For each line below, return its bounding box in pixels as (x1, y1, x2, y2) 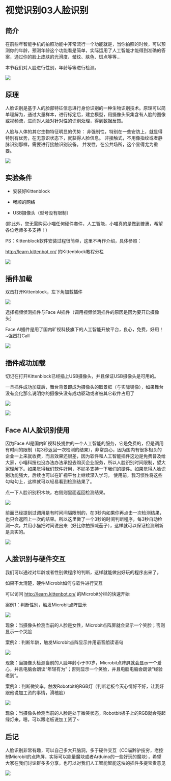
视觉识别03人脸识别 (5, 5, 89, 16)
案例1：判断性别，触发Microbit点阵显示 (5, 602, 87, 608)
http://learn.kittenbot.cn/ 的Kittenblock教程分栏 (5, 248, 104, 255)
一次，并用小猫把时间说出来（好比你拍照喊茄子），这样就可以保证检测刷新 (9, 523, 164, 529)
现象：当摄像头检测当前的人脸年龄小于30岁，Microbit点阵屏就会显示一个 (5, 659, 158, 665)
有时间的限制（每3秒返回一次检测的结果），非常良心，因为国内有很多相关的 (5, 447, 162, 453)
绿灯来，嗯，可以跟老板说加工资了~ (5, 716, 80, 722)
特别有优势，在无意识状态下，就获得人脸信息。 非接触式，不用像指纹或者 (5, 134, 158, 141)
